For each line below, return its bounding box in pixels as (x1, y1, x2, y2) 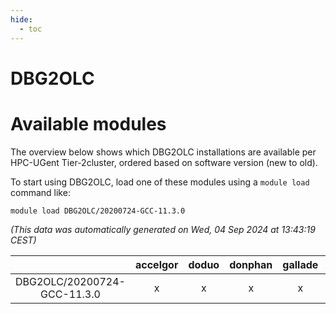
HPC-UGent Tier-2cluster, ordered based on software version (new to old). (10, 156, 318, 168)
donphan (229, 257, 273, 271)
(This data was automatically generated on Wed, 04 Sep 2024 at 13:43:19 (10, 223, 316, 235)
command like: (10, 186, 71, 198)
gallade (282, 257, 319, 271)
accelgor (134, 257, 179, 271)
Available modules (10, 112, 167, 135)
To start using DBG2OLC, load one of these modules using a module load (10, 176, 310, 188)
